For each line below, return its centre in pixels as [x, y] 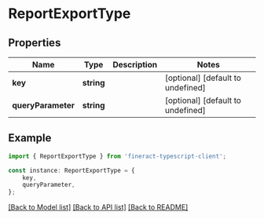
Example [30, 138]
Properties [35, 43]
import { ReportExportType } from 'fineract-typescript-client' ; [117, 156]
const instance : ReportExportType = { [71, 170]
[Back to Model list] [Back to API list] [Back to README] [98, 207]
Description [135, 65]
